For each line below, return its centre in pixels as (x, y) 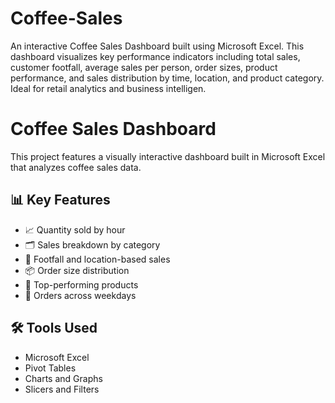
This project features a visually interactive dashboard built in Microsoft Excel (168, 156)
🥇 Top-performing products (81, 284)
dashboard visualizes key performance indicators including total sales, (155, 56)
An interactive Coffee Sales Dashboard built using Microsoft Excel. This (157, 46)
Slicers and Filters (62, 389)
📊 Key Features (60, 200)
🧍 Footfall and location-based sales (97, 259)
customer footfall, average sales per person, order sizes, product (144, 67)
